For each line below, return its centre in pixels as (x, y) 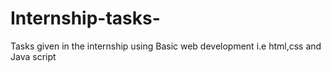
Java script (33, 56)
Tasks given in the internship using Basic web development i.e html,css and (166, 46)
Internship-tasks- (85, 18)
